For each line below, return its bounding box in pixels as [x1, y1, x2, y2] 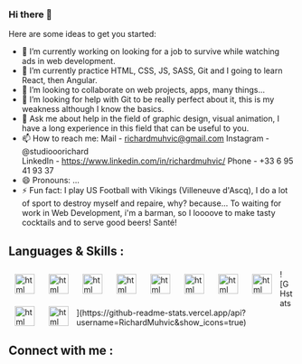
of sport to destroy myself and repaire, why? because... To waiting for [21, 198, 282, 209]
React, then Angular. [21, 75, 99, 86]
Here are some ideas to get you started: [8, 29, 157, 40]
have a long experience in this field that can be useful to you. [21, 123, 250, 134]
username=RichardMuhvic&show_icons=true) [76, 316, 247, 328]
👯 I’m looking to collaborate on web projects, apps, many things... [21, 85, 266, 96]
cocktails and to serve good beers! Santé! [21, 217, 177, 229]
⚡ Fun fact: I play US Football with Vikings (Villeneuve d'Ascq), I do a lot [21, 185, 288, 196]
